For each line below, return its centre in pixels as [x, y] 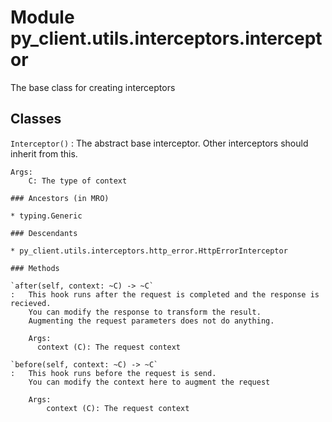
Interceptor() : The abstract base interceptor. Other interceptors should [159, 143]
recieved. [31, 303]
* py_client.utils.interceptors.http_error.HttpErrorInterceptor [149, 251]
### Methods [35, 268]
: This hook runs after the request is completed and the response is [165, 294]
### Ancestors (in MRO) [60, 198]
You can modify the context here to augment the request [149, 382]
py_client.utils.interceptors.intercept [166, 38]
